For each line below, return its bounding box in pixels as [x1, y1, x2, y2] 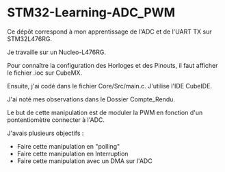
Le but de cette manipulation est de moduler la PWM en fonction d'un [7, 108, 203, 116]
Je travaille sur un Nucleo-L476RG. [7, 48, 106, 56]
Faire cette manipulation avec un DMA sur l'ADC [16, 156, 153, 165]
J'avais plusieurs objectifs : [7, 129, 84, 137]
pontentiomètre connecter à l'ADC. [7, 115, 105, 124]
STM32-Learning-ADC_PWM [7, 5, 176, 21]
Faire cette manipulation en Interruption [16, 149, 129, 158]
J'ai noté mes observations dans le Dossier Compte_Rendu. [7, 95, 176, 103]
